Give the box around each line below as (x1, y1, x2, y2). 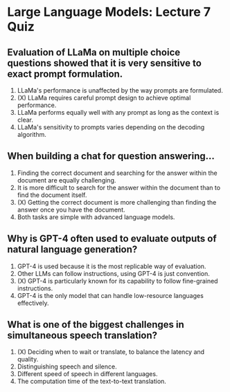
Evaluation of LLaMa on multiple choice (7, 46, 181, 58)
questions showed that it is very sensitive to (7, 57, 202, 69)
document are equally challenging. (17, 176, 116, 184)
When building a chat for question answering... (7, 150, 215, 162)
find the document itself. (17, 191, 87, 199)
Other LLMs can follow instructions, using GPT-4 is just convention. (17, 269, 210, 277)
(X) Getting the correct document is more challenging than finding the (17, 198, 217, 206)
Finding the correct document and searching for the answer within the (17, 169, 218, 177)
